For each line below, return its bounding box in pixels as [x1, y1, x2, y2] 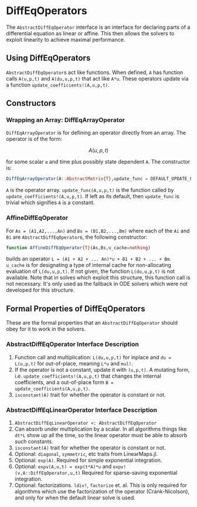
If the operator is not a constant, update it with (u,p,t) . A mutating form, [14, 366, 190, 373]
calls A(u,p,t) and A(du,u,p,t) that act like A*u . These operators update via [6, 75, 189, 82]
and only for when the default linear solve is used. [14, 494, 136, 501]
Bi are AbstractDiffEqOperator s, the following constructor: [6, 234, 148, 241]
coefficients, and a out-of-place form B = [14, 378, 114, 386]
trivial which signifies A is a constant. [6, 199, 95, 206]
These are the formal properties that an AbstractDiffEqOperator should [6, 319, 178, 326]
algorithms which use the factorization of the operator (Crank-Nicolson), [14, 488, 189, 495]
